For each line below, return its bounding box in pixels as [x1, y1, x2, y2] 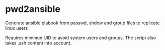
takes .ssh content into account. [5, 40, 72, 46]
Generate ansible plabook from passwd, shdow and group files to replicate [5, 20, 160, 26]
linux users [5, 25, 28, 31]
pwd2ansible [5, 3, 60, 15]
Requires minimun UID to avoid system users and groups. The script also [5, 35, 156, 41]
